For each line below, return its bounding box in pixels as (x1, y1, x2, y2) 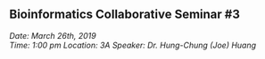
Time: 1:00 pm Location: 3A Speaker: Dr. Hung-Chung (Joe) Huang (9, 40, 257, 50)
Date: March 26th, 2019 (9, 30, 96, 41)
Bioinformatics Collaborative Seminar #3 (9, 7, 241, 22)
